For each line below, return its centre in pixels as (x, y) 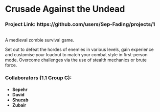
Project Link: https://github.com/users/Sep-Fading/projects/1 (80, 24)
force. (11, 65)
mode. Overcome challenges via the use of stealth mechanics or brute (76, 60)
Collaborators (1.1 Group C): (38, 78)
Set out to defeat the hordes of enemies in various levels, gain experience (80, 49)
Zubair (19, 105)
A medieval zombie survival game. (40, 40)
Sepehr (20, 90)
